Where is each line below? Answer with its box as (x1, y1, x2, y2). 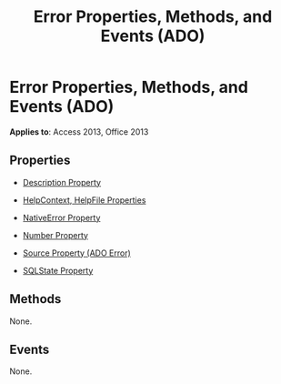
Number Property (22, 229, 89, 240)
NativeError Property (22, 212, 101, 223)
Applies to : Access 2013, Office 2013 (9, 126, 149, 137)
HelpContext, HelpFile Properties (22, 194, 146, 206)
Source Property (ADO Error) (22, 248, 132, 258)
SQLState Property (22, 265, 94, 276)
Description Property (22, 177, 102, 187)
